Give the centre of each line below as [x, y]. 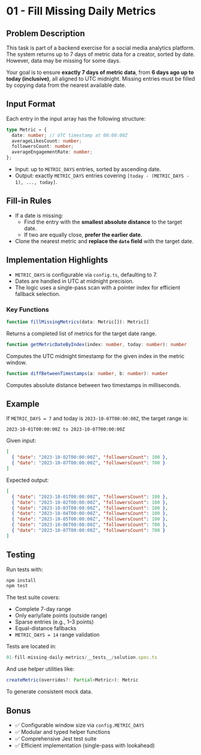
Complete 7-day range [43, 609]
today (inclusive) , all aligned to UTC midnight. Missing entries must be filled [101, 79]
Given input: [21, 441]
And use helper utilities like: [40, 669]
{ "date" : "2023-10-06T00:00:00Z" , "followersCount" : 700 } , [90, 525]
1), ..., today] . [36, 182]
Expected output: [28, 480]
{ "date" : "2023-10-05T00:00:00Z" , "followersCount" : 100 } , [90, 519]
